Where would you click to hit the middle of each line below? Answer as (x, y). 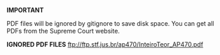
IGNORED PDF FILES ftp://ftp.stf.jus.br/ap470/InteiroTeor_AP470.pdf (105, 44)
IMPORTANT (25, 10)
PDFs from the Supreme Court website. (63, 31)
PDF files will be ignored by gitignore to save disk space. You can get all (110, 23)
